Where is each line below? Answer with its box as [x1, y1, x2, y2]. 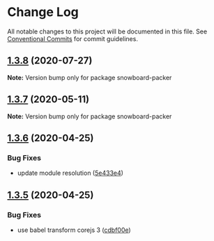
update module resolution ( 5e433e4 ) [17, 169, 124, 178]
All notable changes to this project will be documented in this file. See [7, 27, 208, 36]
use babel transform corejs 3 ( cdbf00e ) [17, 226, 131, 234]
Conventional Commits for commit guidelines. [7, 34, 138, 42]
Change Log [7, 4, 79, 20]
